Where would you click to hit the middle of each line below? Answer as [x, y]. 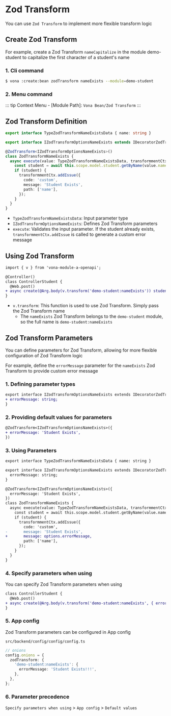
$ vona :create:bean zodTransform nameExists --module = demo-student [79, 81]
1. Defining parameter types [40, 384]
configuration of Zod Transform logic [44, 356]
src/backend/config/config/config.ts [45, 641]
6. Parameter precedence [37, 697]
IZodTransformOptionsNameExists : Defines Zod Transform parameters [85, 224]
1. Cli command [25, 70]
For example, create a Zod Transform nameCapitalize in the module [76, 52]
